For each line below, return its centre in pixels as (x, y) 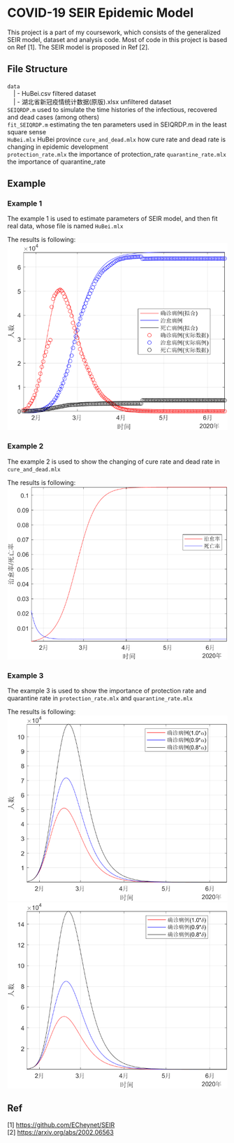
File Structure (37, 69)
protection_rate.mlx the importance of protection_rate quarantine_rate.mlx (117, 154)
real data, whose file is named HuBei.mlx (65, 226)
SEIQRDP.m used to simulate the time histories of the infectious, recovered (112, 109)
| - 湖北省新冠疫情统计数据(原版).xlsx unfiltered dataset (93, 101)
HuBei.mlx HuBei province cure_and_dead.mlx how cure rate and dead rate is (116, 139)
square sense (27, 132)
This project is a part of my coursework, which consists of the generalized (114, 32)
